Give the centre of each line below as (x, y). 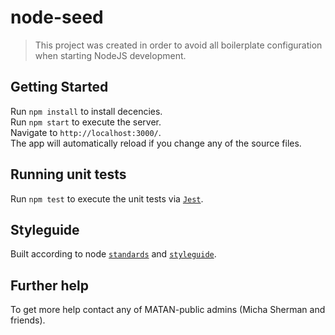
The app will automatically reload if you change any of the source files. (156, 143)
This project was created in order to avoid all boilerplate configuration (178, 45)
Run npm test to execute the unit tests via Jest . (107, 198)
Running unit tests (68, 174)
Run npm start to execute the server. (86, 122)
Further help (50, 285)
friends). (28, 320)
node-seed (57, 17)
